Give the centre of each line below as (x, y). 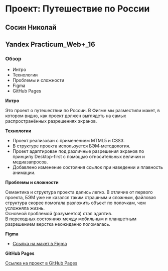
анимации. (24, 173)
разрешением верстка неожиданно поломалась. (58, 224)
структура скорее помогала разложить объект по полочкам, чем (76, 203)
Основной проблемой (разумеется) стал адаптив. (59, 214)
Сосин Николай (31, 27)
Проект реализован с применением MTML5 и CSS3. (68, 141)
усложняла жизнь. (25, 208)
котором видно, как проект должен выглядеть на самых (66, 116)
